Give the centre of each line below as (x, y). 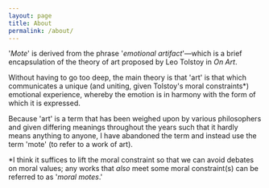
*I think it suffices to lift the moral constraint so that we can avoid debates (131, 160)
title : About (30, 23)
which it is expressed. (44, 103)
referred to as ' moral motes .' (56, 177)
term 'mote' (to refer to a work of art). (70, 145)
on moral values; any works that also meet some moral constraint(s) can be (134, 169)
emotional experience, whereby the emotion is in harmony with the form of (132, 95)
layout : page (30, 16)
